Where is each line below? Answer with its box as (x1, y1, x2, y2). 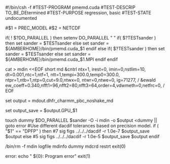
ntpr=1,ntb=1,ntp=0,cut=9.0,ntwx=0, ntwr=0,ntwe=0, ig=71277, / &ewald (5, 77, 156, 83)
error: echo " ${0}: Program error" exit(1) (5, 153, 90, 159)
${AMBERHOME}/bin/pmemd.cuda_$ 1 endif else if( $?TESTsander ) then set (5, 46, 165, 51)
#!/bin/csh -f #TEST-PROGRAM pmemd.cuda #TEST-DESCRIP (5, 5, 136, 10)
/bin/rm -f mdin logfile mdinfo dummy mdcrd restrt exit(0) (5, 143, 126, 149)
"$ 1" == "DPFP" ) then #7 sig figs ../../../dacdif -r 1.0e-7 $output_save (5, 128, 150, 134)
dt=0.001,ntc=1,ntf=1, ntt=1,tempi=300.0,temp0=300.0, (5, 72, 120, 78)
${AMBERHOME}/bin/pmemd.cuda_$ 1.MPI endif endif (5, 56, 118, 62)
